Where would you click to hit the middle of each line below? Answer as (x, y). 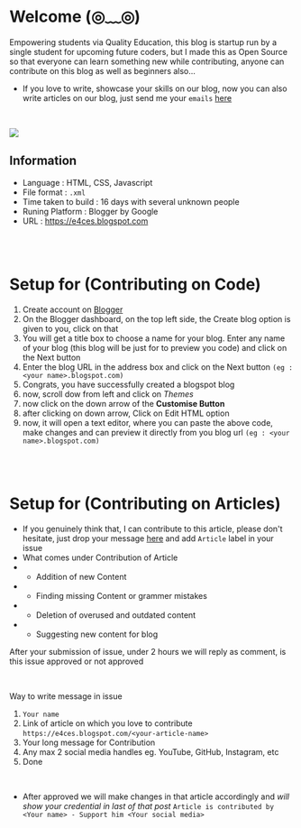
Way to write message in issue (66, 696)
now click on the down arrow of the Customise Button (123, 403)
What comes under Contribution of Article (100, 557)
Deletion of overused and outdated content (116, 615)
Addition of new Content (81, 576)
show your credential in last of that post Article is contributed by (148, 805)
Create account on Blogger (73, 309)
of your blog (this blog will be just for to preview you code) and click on (155, 347)
